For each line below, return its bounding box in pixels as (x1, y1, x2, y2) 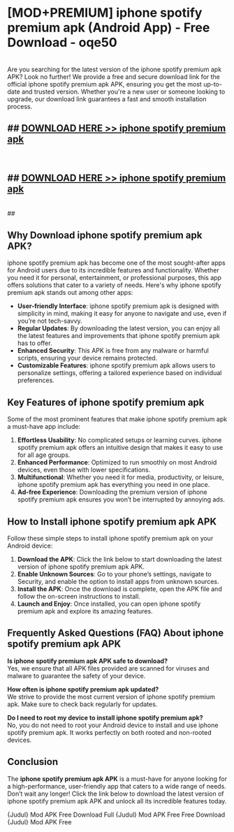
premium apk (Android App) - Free (7, 20, 210, 36)
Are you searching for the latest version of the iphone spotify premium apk (7, 65, 222, 73)
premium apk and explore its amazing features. (17, 607, 153, 615)
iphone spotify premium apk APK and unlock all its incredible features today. (7, 796, 227, 805)
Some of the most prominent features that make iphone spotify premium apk (7, 415, 228, 423)
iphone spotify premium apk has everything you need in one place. (17, 481, 210, 489)
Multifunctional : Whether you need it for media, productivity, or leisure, (17, 473, 224, 481)
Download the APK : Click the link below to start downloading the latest (17, 555, 222, 563)
